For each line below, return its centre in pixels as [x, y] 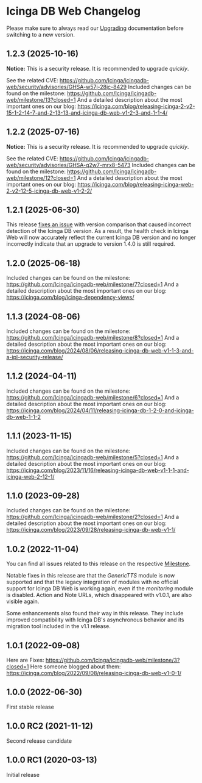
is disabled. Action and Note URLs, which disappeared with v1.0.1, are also [99, 595]
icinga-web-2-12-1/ [30, 476]
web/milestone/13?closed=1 [41, 99]
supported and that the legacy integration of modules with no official [92, 582]
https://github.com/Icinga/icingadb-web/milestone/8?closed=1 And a [93, 338]
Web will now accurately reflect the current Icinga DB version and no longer [101, 238]
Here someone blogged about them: [75, 667]
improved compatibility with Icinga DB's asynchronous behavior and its [95, 620]
